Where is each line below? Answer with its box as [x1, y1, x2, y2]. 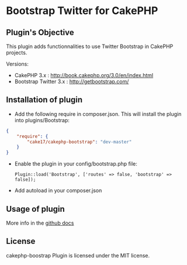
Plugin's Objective [6, 27, 74, 37]
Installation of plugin [6, 95, 83, 105]
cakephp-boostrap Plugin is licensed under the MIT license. [6, 252, 150, 259]
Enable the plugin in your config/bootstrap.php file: [14, 160, 137, 167]
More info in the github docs [6, 219, 74, 226]
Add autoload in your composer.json [14, 187, 102, 194]
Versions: [6, 60, 29, 67]
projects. [6, 49, 27, 56]
